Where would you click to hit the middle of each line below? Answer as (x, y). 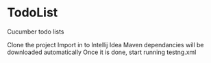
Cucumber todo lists (36, 32)
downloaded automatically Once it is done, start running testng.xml (102, 52)
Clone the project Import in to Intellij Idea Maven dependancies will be (105, 45)
